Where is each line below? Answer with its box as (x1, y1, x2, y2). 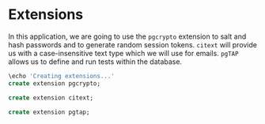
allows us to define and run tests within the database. (8, 57, 183, 66)
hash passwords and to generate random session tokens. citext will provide (8, 39, 257, 49)
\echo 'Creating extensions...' (8, 72, 115, 80)
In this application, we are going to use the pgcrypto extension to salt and (8, 32, 247, 41)
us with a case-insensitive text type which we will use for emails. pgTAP (8, 48, 239, 58)
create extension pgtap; (8, 108, 90, 116)
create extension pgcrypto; (8, 79, 101, 88)
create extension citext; (8, 93, 93, 102)
